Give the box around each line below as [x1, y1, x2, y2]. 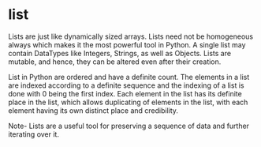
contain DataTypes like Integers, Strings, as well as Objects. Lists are [8, 48, 231, 58]
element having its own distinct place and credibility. [8, 105, 179, 115]
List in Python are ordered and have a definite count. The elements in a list [8, 72, 250, 81]
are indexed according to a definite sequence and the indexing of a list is [8, 81, 244, 90]
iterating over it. [8, 129, 59, 139]
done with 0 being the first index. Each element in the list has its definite [8, 89, 242, 98]
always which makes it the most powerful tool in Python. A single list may [8, 40, 246, 49]
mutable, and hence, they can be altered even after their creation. [8, 57, 222, 66]
